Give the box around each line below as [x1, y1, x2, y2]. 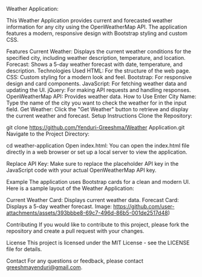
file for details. [6, 246, 42, 253]
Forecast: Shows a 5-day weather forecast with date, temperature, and [6, 60, 183, 68]
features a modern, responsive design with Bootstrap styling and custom [6, 30, 187, 37]
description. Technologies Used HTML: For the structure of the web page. [6, 67, 191, 74]
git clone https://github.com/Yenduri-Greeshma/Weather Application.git [6, 124, 185, 131]
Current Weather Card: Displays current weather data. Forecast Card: [6, 197, 180, 203]
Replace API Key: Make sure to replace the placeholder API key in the [6, 160, 179, 167]
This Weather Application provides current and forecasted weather [6, 17, 173, 24]
